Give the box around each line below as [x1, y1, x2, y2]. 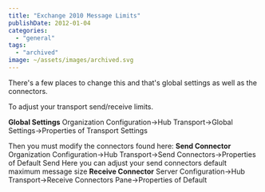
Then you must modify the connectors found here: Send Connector [8, 141, 231, 151]
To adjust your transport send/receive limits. [8, 101, 154, 112]
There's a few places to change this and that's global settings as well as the [8, 77, 258, 88]
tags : [8, 41, 26, 49]
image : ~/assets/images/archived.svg [8, 57, 134, 65]
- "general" [15, 33, 56, 42]
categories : [8, 26, 48, 34]
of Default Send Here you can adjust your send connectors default [8, 158, 227, 167]
